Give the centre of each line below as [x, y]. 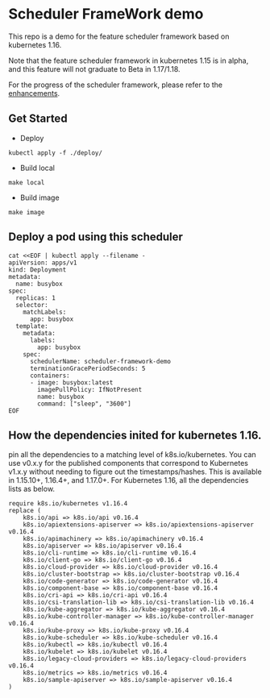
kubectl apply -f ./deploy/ [56, 153]
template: [32, 326]
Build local [37, 168]
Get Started [38, 119]
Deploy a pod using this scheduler [96, 237]
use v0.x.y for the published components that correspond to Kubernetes [128, 463]
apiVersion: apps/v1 [43, 263]
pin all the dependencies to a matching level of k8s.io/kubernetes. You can [132, 455]
